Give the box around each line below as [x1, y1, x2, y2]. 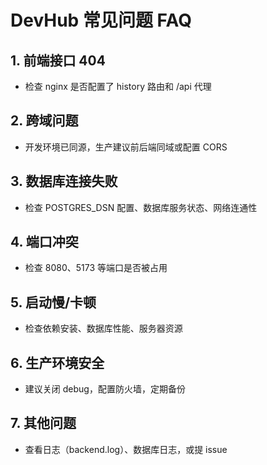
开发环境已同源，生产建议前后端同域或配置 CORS [24, 141, 228, 153]
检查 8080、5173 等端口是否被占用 [24, 262, 168, 274]
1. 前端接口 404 [10, 52, 106, 69]
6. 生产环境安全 [10, 354, 105, 371]
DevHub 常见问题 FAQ [10, 9, 192, 32]
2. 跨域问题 [10, 112, 79, 130]
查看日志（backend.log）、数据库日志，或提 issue [24, 443, 228, 455]
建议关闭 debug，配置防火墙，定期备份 [24, 383, 186, 395]
